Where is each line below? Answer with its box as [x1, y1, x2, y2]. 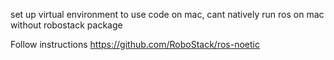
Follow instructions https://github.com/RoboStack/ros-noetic [10, 39, 260, 50]
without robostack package [10, 19, 123, 31]
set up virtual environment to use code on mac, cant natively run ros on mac [10, 9, 325, 20]
